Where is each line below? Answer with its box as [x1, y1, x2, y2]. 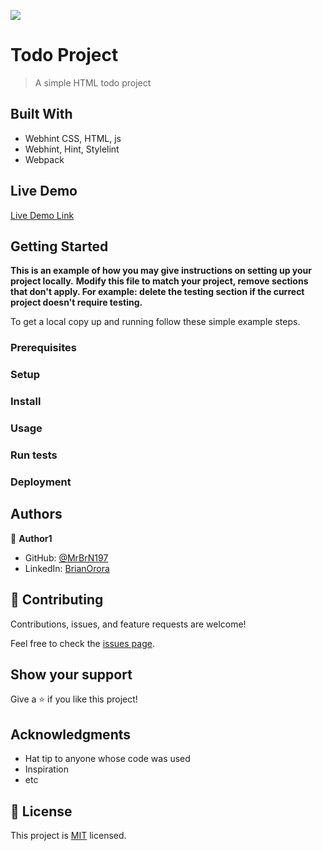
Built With [10, 106, 73, 123]
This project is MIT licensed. [10, 829, 127, 841]
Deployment [10, 475, 72, 489]
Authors [10, 506, 63, 523]
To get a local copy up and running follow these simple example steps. [10, 316, 301, 328]
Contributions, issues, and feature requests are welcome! [10, 618, 247, 630]
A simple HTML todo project [34, 76, 152, 89]
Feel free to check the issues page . [10, 637, 155, 649]
